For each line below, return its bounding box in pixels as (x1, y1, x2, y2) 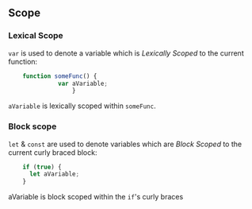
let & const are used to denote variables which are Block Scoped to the (8, 139, 242, 149)
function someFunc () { (22, 72, 97, 80)
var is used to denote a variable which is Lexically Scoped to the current (8, 48, 244, 58)
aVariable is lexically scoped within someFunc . (8, 101, 156, 110)
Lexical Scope (8, 30, 63, 41)
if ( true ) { (22, 163, 62, 171)
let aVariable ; (29, 170, 80, 178)
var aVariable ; (58, 79, 109, 87)
